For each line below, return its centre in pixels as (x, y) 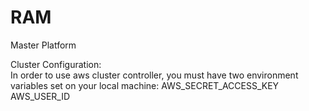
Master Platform (43, 45)
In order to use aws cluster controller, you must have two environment (154, 75)
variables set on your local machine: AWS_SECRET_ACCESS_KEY (145, 85)
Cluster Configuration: (56, 64)
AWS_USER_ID (40, 96)
